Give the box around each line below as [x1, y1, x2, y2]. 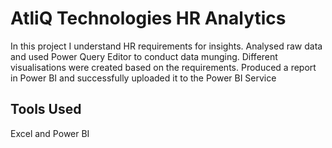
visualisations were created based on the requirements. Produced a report [10, 61, 317, 73]
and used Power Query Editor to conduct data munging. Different [10, 50, 278, 62]
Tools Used [10, 101, 82, 118]
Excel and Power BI [10, 127, 90, 139]
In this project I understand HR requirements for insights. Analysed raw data [10, 40, 323, 52]
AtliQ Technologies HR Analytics [10, 7, 287, 30]
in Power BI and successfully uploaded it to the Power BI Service [10, 72, 277, 84]
